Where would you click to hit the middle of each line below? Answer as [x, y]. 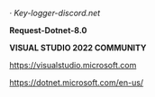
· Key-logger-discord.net [55, 13]
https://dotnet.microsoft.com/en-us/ [77, 83]
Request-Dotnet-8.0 [48, 30]
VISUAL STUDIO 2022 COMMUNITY [78, 48]
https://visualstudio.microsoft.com [73, 65]
